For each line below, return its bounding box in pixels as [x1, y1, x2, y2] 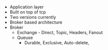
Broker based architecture [9, 19, 63, 25]
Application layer [9, 4, 44, 10]
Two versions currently [9, 14, 56, 20]
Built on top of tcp [9, 9, 46, 15]
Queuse [17, 35, 33, 40]
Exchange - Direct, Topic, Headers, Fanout [17, 30, 103, 35]
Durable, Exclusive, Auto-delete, [24, 40, 89, 45]
